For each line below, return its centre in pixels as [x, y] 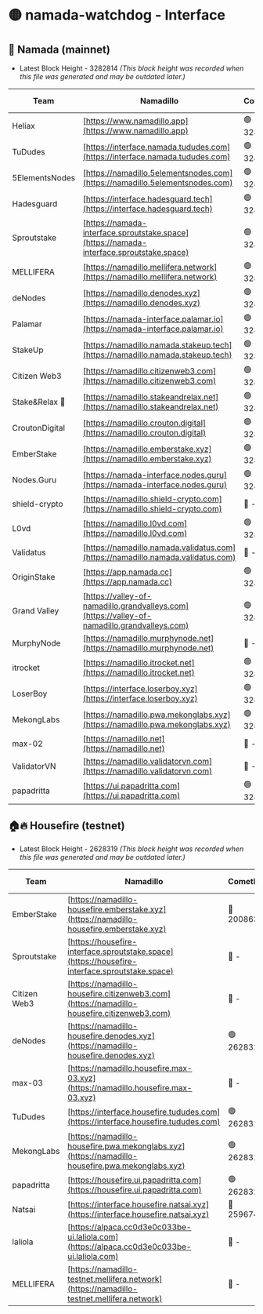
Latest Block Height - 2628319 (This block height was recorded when [131, 849]
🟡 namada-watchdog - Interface [117, 15]
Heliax [23, 126]
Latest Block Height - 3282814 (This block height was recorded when [131, 68]
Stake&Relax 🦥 [39, 402]
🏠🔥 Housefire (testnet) [67, 826]
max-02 [27, 744]
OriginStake [34, 577]
